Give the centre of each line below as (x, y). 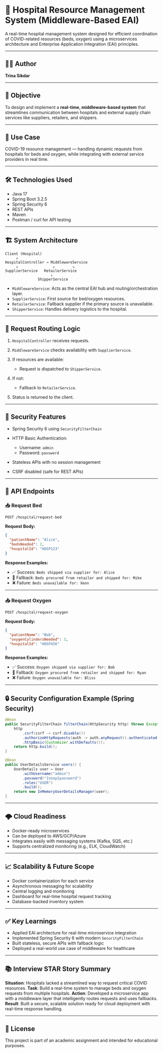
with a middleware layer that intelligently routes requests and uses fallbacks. (81, 999)
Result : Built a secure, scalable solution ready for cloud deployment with (78, 1004)
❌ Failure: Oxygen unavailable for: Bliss (54, 678)
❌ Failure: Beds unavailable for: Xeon (50, 582)
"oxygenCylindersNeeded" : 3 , (39, 639)
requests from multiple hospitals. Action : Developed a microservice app (77, 993)
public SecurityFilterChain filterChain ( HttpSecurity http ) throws (75, 724)
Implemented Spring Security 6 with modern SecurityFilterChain (78, 938)
